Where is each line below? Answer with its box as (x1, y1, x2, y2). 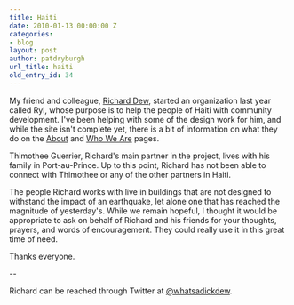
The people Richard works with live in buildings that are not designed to (9, 186, 272, 197)
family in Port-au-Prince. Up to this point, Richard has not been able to (9, 159, 266, 170)
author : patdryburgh (9, 54, 86, 63)
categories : (9, 29, 53, 38)
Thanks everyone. (9, 251, 75, 261)
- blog (9, 37, 34, 47)
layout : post (9, 46, 58, 55)
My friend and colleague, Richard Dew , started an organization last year (9, 95, 272, 106)
